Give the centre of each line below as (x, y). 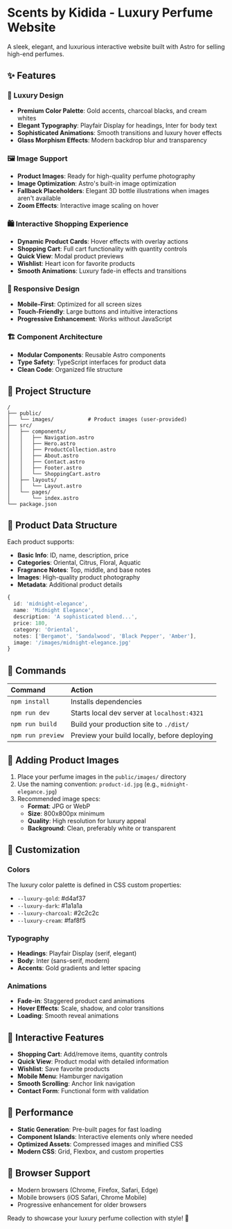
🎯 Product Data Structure (62, 525)
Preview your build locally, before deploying (142, 735)
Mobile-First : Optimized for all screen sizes (79, 304)
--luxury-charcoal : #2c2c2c (58, 913)
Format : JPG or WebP (59, 806)
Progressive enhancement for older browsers (82, 1204)
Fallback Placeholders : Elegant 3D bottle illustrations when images (113, 190)
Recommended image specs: (59, 798)
